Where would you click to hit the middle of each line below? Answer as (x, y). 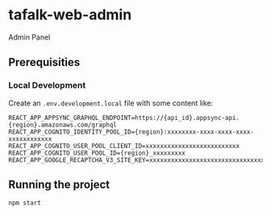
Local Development (47, 85)
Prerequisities (44, 62)
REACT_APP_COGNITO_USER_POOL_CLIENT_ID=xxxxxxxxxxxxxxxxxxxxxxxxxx (124, 146)
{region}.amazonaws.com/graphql (63, 125)
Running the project (59, 185)
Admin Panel (29, 37)
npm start (25, 203)
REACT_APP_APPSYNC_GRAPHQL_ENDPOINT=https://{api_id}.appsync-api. (124, 118)
